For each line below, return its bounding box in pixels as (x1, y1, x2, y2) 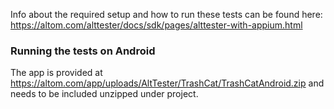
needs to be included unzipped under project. (10, 88, 199, 100)
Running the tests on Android (10, 44, 156, 58)
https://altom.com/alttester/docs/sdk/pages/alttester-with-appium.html (10, 19, 303, 31)
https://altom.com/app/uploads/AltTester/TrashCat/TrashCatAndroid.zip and (10, 77, 325, 89)
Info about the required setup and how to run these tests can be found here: (10, 9, 323, 20)
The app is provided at (10, 67, 103, 79)
